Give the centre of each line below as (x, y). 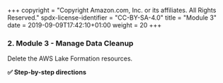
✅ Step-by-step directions (47, 72)
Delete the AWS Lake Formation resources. (70, 58)
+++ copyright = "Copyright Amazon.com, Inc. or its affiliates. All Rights (112, 10)
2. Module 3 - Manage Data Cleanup (70, 43)
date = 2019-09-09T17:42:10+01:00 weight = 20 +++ (85, 25)
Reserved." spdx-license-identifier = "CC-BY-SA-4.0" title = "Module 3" (112, 18)
